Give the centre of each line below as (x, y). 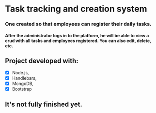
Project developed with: (42, 61)
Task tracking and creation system (76, 9)
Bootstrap (22, 89)
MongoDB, (23, 84)
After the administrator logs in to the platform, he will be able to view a (77, 35)
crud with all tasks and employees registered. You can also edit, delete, (78, 41)
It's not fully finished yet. (44, 105)
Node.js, (20, 72)
